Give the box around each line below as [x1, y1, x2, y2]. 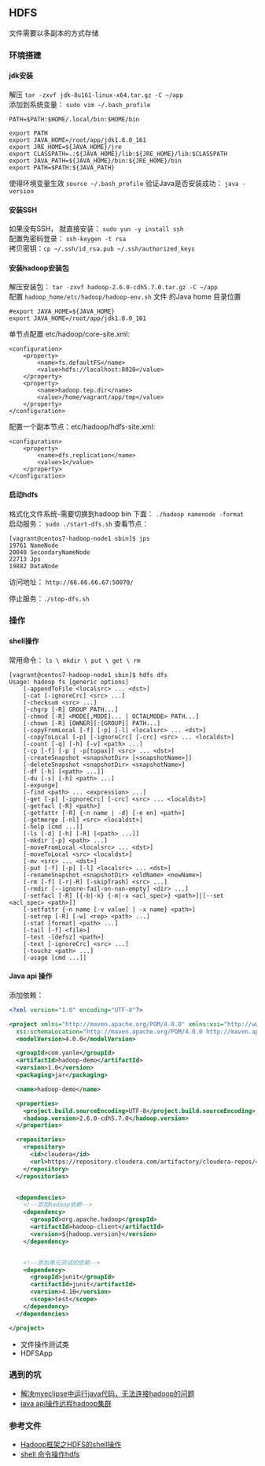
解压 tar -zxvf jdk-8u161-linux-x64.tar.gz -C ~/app [9, 90, 184, 99]
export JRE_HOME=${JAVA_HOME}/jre [9, 143, 123, 151]
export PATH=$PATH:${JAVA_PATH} [9, 163, 115, 172]
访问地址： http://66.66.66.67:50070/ [9, 577, 134, 586]
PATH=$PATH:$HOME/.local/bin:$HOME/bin [9, 115, 140, 123]
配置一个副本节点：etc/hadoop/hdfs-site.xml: [9, 422, 156, 432]
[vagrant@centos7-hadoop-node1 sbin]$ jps [9, 534, 150, 542]
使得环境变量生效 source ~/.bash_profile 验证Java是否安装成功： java [9, 178, 239, 188]
